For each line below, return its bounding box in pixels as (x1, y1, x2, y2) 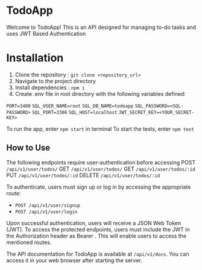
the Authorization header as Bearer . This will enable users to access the (6, 232, 187, 239)
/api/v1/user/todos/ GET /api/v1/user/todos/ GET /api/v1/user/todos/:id (6, 165, 196, 172)
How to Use (6, 143, 51, 153)
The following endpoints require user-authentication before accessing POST (6, 159, 196, 166)
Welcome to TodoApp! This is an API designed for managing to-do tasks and (6, 24, 197, 31)
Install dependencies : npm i (14, 84, 85, 91)
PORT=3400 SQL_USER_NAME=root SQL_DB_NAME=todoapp (6, 103, 134, 109)
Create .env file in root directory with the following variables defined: (14, 90, 186, 97)
